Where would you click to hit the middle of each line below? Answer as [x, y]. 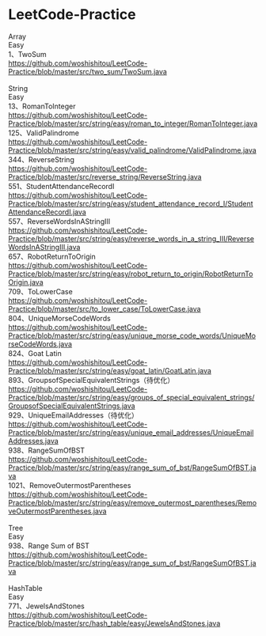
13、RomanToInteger [42, 106]
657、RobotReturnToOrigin [52, 256]
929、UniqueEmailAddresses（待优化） [73, 415]
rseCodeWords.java [40, 344]
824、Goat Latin [35, 353]
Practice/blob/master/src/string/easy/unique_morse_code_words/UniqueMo [132, 335]
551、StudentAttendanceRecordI [61, 186]
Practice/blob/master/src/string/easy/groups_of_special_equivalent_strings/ [131, 397]
